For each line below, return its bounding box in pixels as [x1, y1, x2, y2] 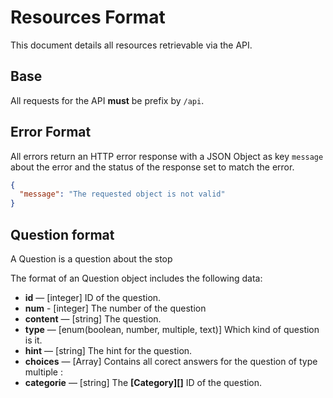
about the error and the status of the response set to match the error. [10, 161, 295, 173]
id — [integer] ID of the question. [24, 292, 162, 303]
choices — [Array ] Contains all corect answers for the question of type [24, 356, 318, 367]
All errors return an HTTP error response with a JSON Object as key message [10, 150, 324, 162]
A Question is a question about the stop [10, 253, 173, 265]
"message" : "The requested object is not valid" [19, 189, 226, 200]
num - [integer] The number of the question [24, 302, 207, 314]
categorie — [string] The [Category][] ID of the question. [24, 377, 263, 388]
